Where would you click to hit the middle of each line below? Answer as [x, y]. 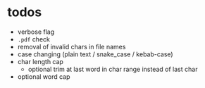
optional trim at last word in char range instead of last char [113, 69]
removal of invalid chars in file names [72, 46]
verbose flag [36, 32]
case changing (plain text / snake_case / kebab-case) [95, 54]
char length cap [40, 61]
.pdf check [34, 39]
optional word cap [44, 76]
